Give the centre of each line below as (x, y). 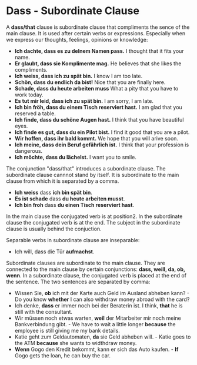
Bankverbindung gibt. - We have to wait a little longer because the (95, 324)
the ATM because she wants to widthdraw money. (76, 343)
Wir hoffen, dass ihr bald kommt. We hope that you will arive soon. (96, 138)
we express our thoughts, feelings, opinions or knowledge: (77, 39)
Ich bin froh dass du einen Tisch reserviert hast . (74, 205)
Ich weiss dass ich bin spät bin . (54, 192)
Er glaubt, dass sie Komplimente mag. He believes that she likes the (98, 63)
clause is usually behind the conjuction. (54, 229)
